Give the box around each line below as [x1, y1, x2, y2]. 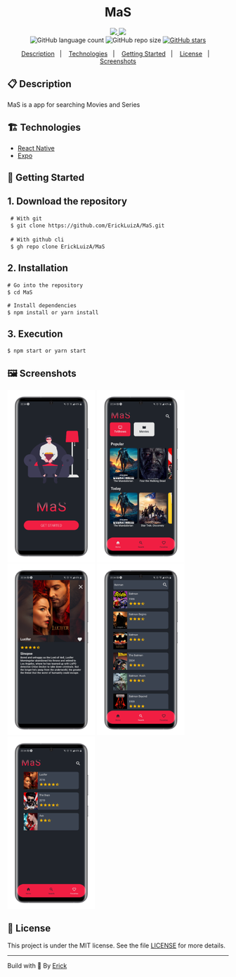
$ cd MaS [7, 289, 33, 296]
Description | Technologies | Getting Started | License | [20, 49, 210, 58]
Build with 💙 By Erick [7, 961, 67, 970]
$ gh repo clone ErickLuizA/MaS [10, 243, 105, 250]
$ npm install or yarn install [7, 309, 99, 316]
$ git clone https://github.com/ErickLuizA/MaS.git [10, 222, 165, 229]
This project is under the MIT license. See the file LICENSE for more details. [7, 941, 226, 950]
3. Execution [7, 328, 63, 339]
